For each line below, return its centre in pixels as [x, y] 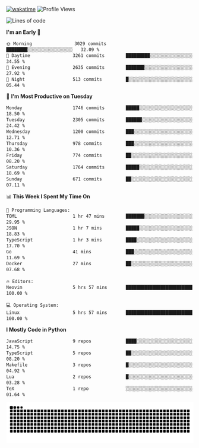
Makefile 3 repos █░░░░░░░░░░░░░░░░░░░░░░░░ [99, 365]
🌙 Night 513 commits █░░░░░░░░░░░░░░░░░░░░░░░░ [99, 80]
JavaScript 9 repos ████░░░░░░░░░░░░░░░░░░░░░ [99, 341]
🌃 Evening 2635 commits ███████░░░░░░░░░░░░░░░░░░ [99, 68]
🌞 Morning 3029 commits [56, 44]
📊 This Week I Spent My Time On [48, 196]
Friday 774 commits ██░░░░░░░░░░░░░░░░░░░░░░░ [99, 155]
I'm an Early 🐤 [23, 32]
